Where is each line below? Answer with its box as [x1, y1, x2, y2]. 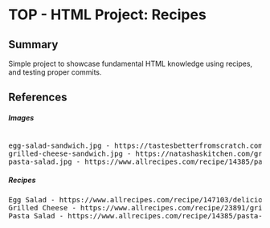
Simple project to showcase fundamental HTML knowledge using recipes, [8, 59, 253, 68]
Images [8, 112, 35, 122]
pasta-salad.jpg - [8, 157, 81, 166]
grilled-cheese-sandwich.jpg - [8, 149, 132, 158]
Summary [8, 38, 59, 51]
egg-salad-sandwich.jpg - [8, 141, 111, 150]
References [8, 91, 67, 104]
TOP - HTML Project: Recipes [8, 6, 207, 24]
